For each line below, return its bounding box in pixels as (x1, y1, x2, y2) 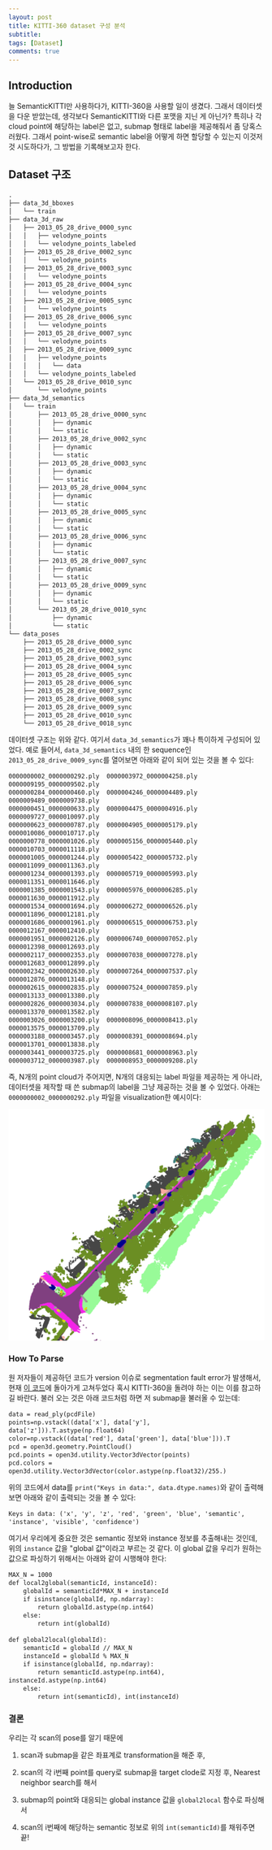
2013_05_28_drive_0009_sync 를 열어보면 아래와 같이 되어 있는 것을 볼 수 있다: (8, 754, 254, 764)
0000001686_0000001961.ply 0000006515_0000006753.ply (8, 918, 198, 927)
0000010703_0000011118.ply (8, 845, 100, 853)
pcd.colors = (8, 1459, 53, 1467)
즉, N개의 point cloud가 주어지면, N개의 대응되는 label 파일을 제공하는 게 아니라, (8, 1071, 262, 1081)
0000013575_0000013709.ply (8, 1024, 100, 1032)
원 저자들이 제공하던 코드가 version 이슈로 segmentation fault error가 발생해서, (8, 1372, 261, 1382)
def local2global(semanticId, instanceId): (8, 1579, 158, 1587)
